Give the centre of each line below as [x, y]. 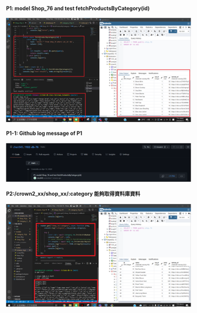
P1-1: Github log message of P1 [44, 133]
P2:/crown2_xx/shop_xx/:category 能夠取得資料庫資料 [73, 194]
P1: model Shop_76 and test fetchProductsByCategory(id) [78, 8]
